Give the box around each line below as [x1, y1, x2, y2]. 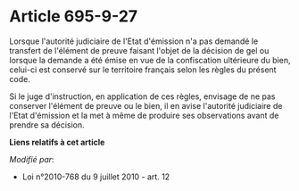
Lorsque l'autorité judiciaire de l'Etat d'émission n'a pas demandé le [9, 36, 259, 46]
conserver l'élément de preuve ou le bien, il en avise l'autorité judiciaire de [9, 100, 283, 111]
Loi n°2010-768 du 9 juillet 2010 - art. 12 [21, 171, 170, 182]
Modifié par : [9, 154, 55, 164]
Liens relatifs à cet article [9, 137, 105, 147]
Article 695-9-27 [9, 6, 138, 27]
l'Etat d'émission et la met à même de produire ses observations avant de [9, 110, 279, 120]
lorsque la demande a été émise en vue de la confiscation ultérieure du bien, [9, 54, 291, 65]
